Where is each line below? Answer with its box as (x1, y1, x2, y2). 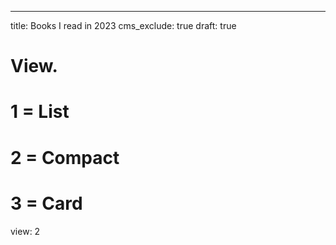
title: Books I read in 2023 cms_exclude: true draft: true (10, 20, 237, 31)
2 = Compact (10, 146, 120, 169)
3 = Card (10, 192, 83, 215)
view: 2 (10, 225, 41, 237)
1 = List (10, 101, 70, 123)
